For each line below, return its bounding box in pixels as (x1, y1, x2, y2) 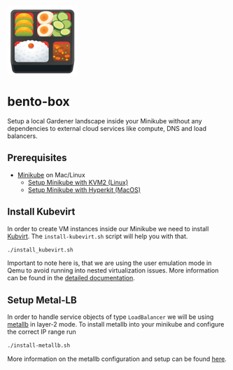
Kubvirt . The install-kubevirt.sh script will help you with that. (7, 232, 188, 240)
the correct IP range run (7, 328, 77, 336)
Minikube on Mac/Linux (17, 170, 85, 179)
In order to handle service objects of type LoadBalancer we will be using (7, 313, 214, 321)
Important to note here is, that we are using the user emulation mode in (7, 259, 212, 268)
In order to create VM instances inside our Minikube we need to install (7, 224, 209, 233)
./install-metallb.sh (7, 342, 71, 349)
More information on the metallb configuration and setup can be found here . (7, 355, 227, 363)
